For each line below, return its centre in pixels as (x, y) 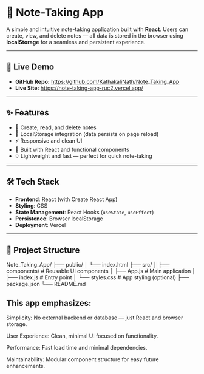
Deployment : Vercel (40, 225)
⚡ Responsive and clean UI (49, 141)
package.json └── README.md (46, 284)
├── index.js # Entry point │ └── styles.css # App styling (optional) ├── (98, 277)
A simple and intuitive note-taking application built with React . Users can (97, 29)
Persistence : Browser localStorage (59, 219)
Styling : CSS (31, 206)
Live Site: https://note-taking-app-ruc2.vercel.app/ (79, 88)
